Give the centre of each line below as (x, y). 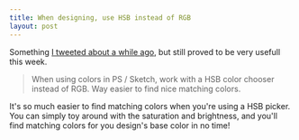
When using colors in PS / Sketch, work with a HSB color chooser (153, 79)
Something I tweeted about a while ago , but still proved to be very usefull (145, 51)
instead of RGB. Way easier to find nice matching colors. (136, 89)
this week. (28, 61)
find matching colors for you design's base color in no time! (120, 125)
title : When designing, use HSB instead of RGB (100, 18)
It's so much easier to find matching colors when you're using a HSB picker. (150, 106)
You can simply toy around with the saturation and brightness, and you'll (143, 116)
